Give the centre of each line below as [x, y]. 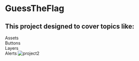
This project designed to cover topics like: [70, 26]
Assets [12, 38]
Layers [12, 48]
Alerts [11, 53]
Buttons [13, 43]
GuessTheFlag [35, 8]
